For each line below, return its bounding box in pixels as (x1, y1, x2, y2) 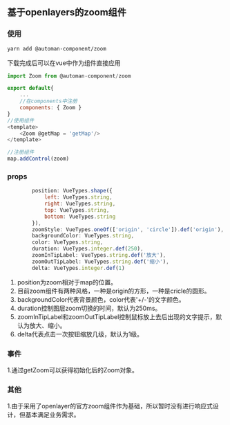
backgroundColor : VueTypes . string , (32, 233, 135, 239)
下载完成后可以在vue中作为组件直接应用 (7, 58, 121, 67)
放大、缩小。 (29, 321, 66, 329)
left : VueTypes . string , (44, 194, 113, 201)
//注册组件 (7, 149, 35, 156)
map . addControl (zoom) (7, 155, 70, 163)
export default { (7, 85, 54, 92)
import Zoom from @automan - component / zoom (7, 72, 131, 80)
